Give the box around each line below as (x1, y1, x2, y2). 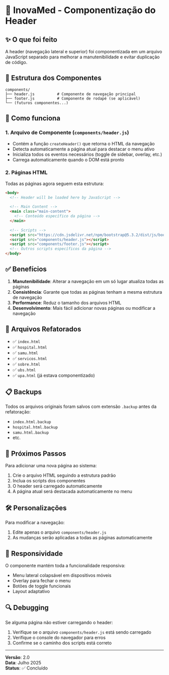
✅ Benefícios (5, 265, 47, 274)
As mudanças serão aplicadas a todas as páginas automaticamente (12, 535, 152, 541)
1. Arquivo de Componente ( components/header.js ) (5, 129, 129, 136)
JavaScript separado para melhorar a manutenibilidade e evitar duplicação (5, 54, 160, 60)
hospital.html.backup (12, 425, 58, 430)
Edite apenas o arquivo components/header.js (12, 529, 107, 535)
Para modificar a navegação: (5, 520, 65, 526)
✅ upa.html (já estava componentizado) (12, 372, 95, 378)
